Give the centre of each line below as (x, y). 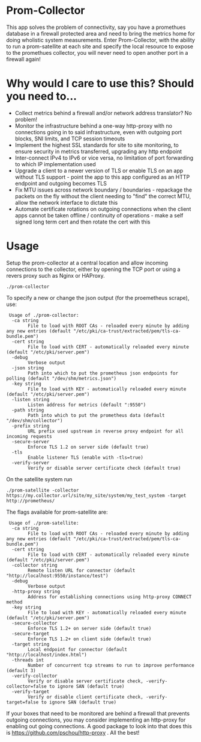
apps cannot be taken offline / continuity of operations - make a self (99, 215)
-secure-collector (35, 623)
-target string (31, 644)
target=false (22, 702)
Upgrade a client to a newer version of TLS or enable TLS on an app (99, 170)
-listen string (31, 399)
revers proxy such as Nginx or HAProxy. (55, 275)
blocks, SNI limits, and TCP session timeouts (70, 139)
